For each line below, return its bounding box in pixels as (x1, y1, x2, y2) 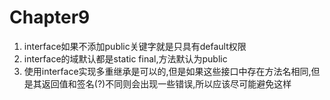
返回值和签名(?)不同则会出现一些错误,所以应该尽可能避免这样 (41, 77, 292, 90)
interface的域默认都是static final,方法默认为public (23, 52, 228, 65)
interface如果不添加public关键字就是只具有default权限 (23, 40, 247, 52)
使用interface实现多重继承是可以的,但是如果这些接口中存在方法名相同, (23, 65, 312, 77)
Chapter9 (9, 6, 91, 29)
